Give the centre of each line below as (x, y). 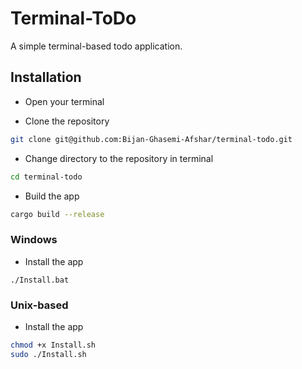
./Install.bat (40, 280)
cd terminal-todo (46, 177)
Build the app (52, 196)
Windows (34, 240)
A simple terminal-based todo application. (96, 46)
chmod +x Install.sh (53, 345)
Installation (46, 77)
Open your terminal (64, 101)
